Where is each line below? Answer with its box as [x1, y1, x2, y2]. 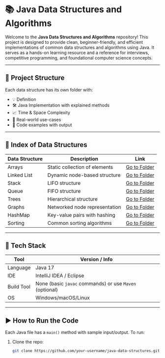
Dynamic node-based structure [47, 172, 121, 179]
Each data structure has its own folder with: [5, 87, 93, 92]
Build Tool [7, 283, 30, 290]
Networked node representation [47, 204, 121, 210]
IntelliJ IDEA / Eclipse [35, 272, 84, 279]
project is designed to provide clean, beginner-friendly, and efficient [5, 39, 143, 45]
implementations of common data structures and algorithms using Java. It [5, 44, 155, 50]
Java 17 [35, 264, 55, 271]
